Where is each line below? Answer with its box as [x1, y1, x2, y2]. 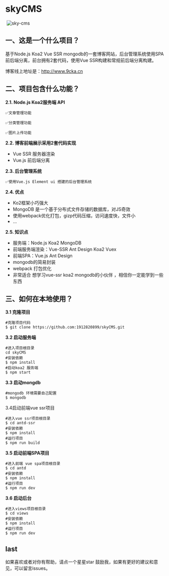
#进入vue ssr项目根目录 [5, 416, 51, 421]
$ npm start [5, 370, 31, 375]
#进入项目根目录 [5, 345, 35, 351]
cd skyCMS [5, 350, 27, 355]
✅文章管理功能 [5, 110, 32, 115]
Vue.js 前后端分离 [12, 157, 50, 163]
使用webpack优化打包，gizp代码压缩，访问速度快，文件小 [12, 212, 136, 218]
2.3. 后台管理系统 [5, 168, 42, 174]
